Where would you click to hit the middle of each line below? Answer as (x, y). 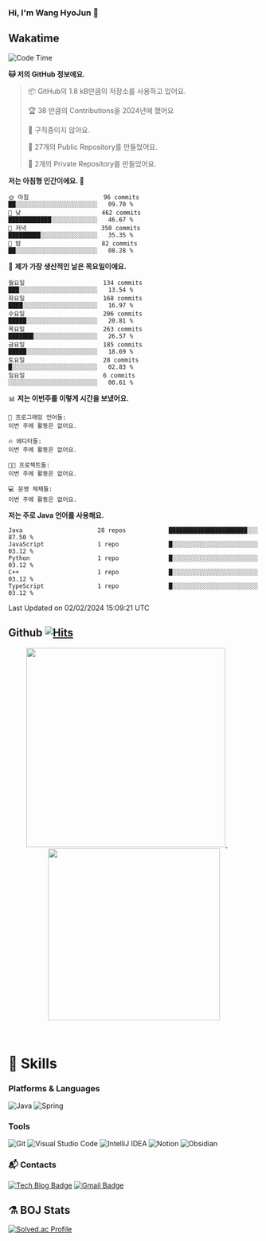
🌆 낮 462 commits (75, 213)
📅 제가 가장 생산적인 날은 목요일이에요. (68, 266)
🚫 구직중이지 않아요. (59, 130)
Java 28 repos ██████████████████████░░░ (133, 530)
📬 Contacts (33, 1165)
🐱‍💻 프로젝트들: (29, 465)
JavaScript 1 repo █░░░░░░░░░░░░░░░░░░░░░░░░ (133, 544)
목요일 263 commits (76, 329)
